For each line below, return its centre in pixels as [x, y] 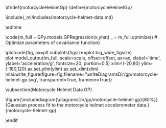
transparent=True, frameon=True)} [76, 80]
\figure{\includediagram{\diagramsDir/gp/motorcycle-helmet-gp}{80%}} [82, 100]
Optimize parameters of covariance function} [53, 42]
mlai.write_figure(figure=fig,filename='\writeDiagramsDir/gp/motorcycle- [82, 74]
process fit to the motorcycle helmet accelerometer [82, 105]
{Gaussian [16, 105]
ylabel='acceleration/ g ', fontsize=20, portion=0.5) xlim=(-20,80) [73, 63]
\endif [11, 120]
